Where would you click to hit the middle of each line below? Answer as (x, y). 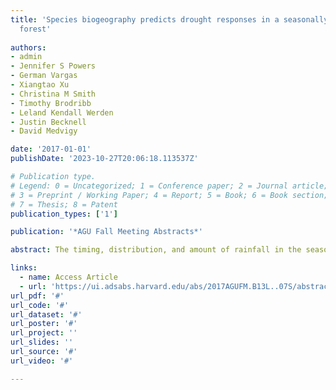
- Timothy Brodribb (51, 103)
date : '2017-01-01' (51, 149)
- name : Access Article (68, 277)
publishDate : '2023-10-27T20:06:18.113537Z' (104, 159)
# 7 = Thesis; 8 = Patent (64, 204)
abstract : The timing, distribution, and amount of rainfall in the (156, 250)
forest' (35, 29)
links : (24, 268)
